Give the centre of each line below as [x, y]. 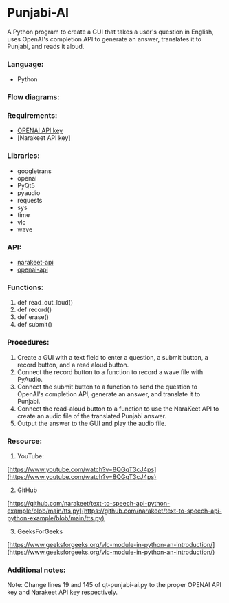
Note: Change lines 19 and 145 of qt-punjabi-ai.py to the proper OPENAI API [115, 585]
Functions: [25, 287]
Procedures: [28, 343]
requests [30, 200]
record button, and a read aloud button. [73, 365]
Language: [25, 64]
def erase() [33, 317]
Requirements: [32, 116]
